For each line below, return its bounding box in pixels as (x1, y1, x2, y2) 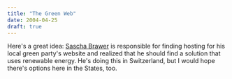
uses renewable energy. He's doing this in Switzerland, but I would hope (7, 57, 215, 65)
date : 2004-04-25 (7, 17, 58, 24)
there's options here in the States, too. (7, 64, 117, 73)
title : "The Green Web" (7, 10, 77, 17)
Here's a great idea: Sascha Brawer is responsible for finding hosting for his (7, 42, 226, 51)
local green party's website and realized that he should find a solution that (7, 49, 221, 58)
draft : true (7, 23, 42, 30)
